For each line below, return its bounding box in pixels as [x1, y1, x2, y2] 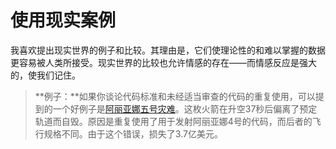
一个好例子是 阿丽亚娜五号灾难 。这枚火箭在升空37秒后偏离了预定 [52, 102, 318, 115]
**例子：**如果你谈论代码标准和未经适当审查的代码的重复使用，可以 [34, 90, 316, 102]
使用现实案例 [10, 9, 117, 32]
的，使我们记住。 [10, 69, 81, 81]
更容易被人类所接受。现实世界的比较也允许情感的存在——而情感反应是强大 [10, 56, 317, 68]
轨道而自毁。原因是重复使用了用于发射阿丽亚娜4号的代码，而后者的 [34, 115, 313, 127]
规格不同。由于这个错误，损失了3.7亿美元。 [43, 127, 223, 140]
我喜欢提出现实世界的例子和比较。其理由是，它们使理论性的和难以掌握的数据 [10, 44, 326, 56]
